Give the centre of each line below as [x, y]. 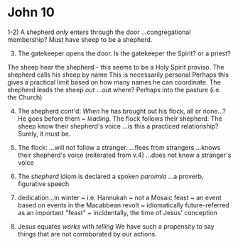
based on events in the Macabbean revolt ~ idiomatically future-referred [123, 205]
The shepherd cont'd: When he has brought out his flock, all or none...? [121, 111]
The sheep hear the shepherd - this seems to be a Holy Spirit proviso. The [116, 67]
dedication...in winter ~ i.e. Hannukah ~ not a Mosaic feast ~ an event [119, 197]
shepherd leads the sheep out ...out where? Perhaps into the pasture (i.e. [114, 89]
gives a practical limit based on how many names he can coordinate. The [114, 82]
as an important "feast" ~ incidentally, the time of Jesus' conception [118, 212]
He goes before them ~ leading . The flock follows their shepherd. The [120, 119]
